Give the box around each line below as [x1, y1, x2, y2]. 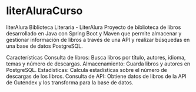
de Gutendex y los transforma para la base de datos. [6, 78, 134, 86]
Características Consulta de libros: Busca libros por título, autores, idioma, [6, 54, 186, 61]
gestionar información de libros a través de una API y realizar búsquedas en [6, 36, 190, 43]
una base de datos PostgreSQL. [6, 42, 84, 50]
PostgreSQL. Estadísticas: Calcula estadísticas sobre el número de [6, 66, 168, 73]
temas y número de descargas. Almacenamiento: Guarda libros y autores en [6, 60, 191, 67]
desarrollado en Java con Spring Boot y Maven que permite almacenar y [6, 29, 182, 37]
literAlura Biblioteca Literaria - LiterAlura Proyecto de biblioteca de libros [6, 24, 181, 31]
